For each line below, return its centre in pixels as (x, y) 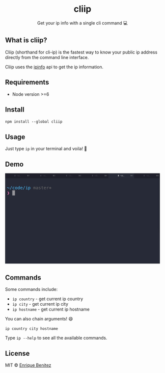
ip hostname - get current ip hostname (51, 309)
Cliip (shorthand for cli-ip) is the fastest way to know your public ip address (81, 52)
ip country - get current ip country (48, 299)
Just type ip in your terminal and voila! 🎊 (46, 149)
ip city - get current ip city (40, 304)
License (17, 353)
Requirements (27, 82)
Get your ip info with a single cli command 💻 (82, 23)
